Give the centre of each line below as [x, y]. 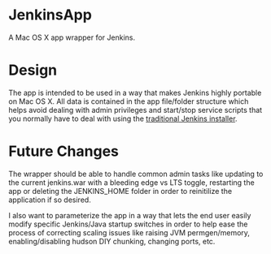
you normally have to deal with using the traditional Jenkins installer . [123, 118]
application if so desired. [50, 200]
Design [33, 70]
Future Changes [64, 151]
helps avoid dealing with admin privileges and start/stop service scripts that [135, 110]
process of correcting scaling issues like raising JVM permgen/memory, [129, 232]
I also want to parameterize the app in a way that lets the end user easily [130, 215]
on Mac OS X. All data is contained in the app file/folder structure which [129, 101]
